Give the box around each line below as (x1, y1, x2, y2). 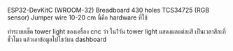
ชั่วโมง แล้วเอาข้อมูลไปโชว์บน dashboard (7, 35, 107, 43)
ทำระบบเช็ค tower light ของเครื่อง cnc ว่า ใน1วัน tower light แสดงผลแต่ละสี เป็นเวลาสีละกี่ (7, 27, 226, 36)
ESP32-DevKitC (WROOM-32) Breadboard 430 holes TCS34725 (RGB (7, 6, 210, 14)
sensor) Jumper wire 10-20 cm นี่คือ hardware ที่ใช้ (7, 13, 148, 22)
